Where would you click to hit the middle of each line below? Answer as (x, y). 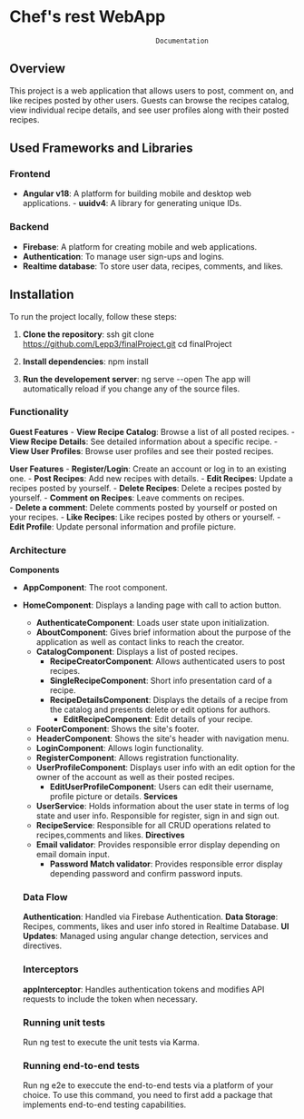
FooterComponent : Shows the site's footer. (118, 729)
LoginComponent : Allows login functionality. (120, 748)
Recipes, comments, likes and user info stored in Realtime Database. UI (156, 926)
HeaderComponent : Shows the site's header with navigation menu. (162, 738)
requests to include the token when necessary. (110, 999)
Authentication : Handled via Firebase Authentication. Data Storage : (150, 917)
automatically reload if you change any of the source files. (131, 389)
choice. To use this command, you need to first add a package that (147, 1095)
